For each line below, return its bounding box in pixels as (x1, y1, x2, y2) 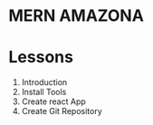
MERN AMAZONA (8, 5, 144, 26)
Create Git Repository (21, 106, 103, 117)
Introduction (21, 77, 68, 88)
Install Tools (21, 87, 67, 98)
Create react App (21, 96, 87, 107)
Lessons (8, 47, 74, 68)
